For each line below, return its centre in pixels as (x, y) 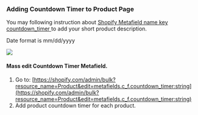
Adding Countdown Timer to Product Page (70, 9)
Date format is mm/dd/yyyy (41, 41)
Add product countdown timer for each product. (75, 105)
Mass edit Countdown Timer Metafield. (57, 66)
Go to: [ (25, 79)
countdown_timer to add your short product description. (77, 29)
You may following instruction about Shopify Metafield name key (87, 23)
